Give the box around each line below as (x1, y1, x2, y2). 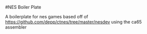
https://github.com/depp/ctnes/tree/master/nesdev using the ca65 (5, 19, 142, 25)
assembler (5, 24, 27, 30)
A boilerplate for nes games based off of (5, 14, 89, 19)
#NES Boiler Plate (5, 4, 41, 10)
